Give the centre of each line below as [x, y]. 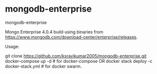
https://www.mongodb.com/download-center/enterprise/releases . [71, 37]
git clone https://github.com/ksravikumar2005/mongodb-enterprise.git [76, 56]
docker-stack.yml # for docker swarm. [44, 66]
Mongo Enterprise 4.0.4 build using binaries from [54, 32]
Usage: [12, 46]
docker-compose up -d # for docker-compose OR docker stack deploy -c [79, 61]
